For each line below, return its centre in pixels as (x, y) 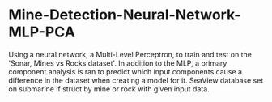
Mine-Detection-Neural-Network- (125, 15)
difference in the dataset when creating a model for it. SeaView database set (136, 80)
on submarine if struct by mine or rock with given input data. (109, 89)
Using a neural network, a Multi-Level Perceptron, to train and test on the (130, 54)
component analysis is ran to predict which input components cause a (125, 71)
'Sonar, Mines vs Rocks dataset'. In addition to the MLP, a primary (118, 63)
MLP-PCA (42, 32)
